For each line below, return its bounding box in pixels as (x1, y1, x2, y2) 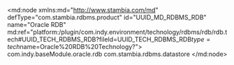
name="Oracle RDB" (7, 21, 66, 28)
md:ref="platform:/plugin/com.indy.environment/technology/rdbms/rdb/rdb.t (7, 28, 228, 36)
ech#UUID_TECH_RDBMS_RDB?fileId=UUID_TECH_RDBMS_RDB (7, 35, 192, 44)
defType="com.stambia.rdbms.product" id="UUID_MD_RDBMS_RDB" (7, 13, 207, 21)
